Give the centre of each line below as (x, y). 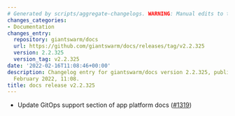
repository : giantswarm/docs (56, 40)
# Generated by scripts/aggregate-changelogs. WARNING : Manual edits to (115, 14)
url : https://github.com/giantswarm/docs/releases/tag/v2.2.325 (109, 46)
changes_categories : (37, 20)
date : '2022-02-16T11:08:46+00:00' (59, 66)
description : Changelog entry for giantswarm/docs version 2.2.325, (109, 72)
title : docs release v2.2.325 (51, 85)
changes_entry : (29, 33)
